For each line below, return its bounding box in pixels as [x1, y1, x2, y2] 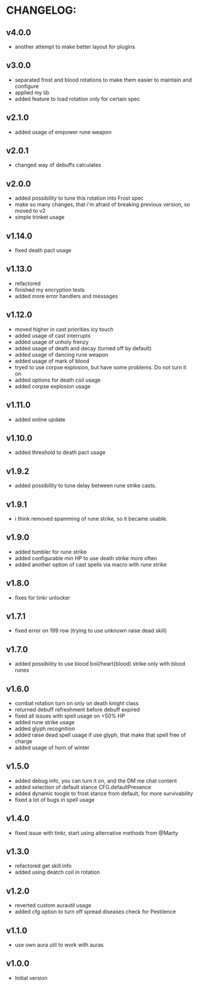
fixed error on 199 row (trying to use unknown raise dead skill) [14, 627, 168, 634]
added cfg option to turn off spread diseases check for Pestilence [14, 908, 176, 916]
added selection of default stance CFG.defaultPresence [14, 783, 151, 790]
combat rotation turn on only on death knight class [14, 700, 139, 707]
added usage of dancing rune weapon [14, 351, 109, 358]
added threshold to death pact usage [14, 449, 106, 456]
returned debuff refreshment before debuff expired [14, 706, 140, 713]
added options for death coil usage [14, 376, 101, 384]
